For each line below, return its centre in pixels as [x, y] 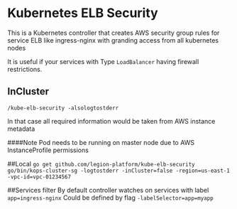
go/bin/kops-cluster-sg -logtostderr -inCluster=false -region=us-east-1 [119, 171]
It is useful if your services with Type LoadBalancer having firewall [103, 61]
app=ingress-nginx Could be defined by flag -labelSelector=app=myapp [111, 198]
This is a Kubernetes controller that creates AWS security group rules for [114, 33]
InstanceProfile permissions [48, 150]
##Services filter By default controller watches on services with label [108, 190]
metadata [21, 129]
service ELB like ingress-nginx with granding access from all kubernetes [113, 40]
